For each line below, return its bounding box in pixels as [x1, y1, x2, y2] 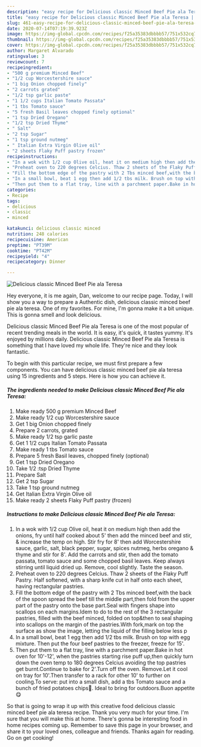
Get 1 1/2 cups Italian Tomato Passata [15, 439, 107, 447]
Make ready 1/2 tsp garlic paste [15, 433, 93, 441]
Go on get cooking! [7, 734, 54, 742]
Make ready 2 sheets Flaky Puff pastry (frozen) [15, 497, 132, 504]
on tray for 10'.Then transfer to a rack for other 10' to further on [15, 672, 171, 679]
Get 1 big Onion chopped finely [15, 420, 92, 428]
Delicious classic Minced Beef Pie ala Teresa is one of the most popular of [7, 323, 189, 330]
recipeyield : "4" [7, 253, 50, 259]
